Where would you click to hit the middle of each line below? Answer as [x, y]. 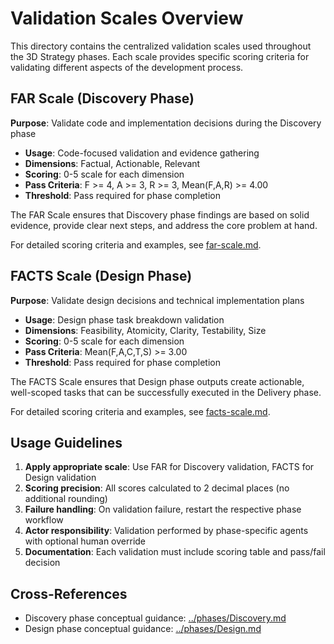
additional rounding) [66, 499]
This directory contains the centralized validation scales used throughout [161, 46]
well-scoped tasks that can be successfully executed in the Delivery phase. [166, 392]
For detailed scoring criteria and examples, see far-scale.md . [136, 244]
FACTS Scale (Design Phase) [101, 276]
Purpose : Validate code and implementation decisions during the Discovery [166, 123]
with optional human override [85, 541]
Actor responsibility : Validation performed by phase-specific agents [166, 531]
